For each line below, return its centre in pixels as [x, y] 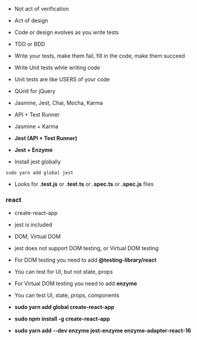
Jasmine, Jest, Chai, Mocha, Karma [59, 103]
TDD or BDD [30, 44]
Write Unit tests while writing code [57, 67]
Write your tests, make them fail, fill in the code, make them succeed [100, 56]
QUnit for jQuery [35, 91]
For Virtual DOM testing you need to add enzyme [76, 284]
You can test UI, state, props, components [67, 295]
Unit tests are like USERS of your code [62, 79]
